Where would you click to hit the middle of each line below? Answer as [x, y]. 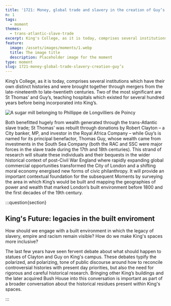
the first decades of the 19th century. [44, 193]
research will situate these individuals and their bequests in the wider [78, 155]
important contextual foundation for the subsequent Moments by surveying [84, 176]
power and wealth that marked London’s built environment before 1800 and [84, 187]
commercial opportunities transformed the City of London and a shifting [81, 166]
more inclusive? [22, 241]
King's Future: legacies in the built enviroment [80, 218]
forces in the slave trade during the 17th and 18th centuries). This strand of [83, 149]
